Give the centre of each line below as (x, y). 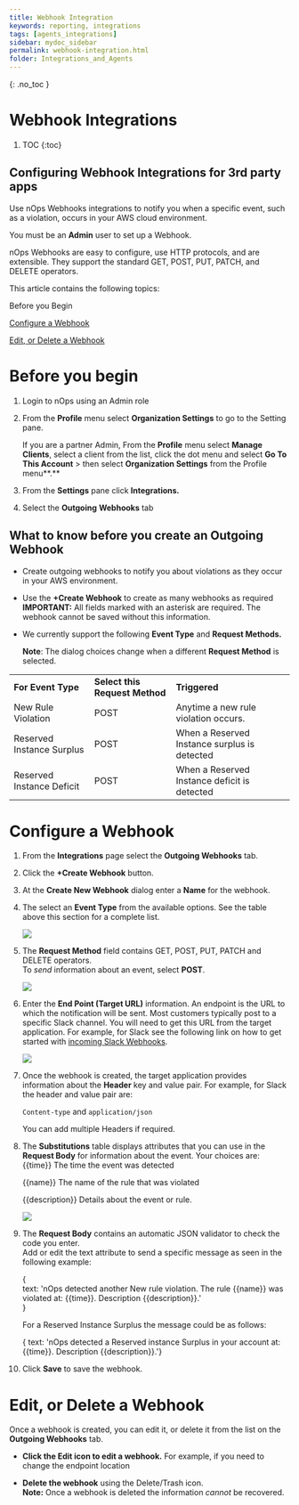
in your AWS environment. (70, 581)
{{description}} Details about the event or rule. (107, 1200)
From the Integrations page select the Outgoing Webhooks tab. (140, 856)
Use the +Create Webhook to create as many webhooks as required (148, 598)
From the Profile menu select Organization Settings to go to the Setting (154, 418)
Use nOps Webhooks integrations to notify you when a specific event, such (147, 208)
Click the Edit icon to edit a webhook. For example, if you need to (143, 1456)
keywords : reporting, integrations (75, 26)
